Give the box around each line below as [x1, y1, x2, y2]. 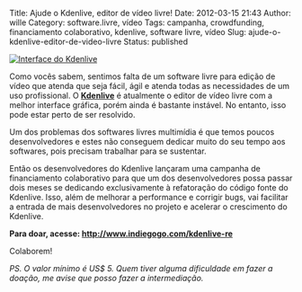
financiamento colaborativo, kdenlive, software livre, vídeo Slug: [9, 27, 247, 37]
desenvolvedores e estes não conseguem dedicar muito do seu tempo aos [9, 137, 286, 146]
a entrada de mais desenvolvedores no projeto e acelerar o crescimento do [9, 201, 288, 212]
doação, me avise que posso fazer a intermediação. [9, 273, 204, 283]
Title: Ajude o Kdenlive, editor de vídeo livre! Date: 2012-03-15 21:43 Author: [9, 8, 292, 18]
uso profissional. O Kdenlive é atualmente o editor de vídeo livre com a [9, 90, 272, 101]
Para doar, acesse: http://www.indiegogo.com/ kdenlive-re [9, 228, 234, 239]
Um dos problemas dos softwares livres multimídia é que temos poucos [9, 127, 275, 137]
